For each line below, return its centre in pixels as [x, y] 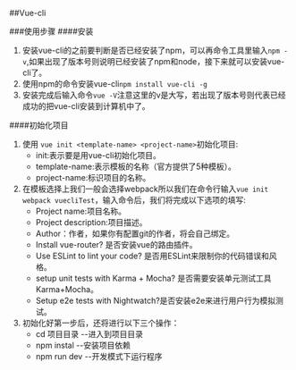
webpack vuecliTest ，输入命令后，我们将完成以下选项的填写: [134, 200]
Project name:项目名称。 [81, 211]
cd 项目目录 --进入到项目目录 [89, 334]
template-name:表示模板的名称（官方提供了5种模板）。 [136, 166]
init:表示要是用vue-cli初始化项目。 [98, 155]
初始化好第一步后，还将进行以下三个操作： [101, 323]
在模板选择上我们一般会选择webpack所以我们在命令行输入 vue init [145, 189]
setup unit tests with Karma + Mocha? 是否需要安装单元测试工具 [153, 278]
